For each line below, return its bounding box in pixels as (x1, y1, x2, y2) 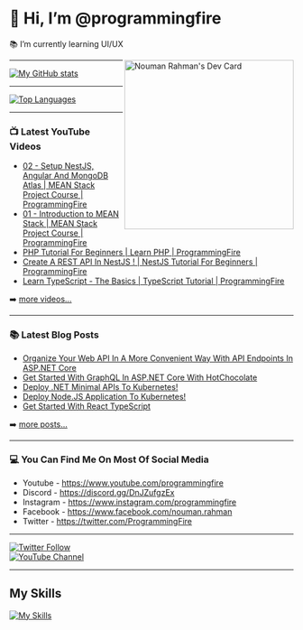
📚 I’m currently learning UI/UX (9, 38, 124, 49)
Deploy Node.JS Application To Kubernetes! (22, 391, 187, 402)
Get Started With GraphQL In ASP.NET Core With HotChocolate (22, 372, 258, 383)
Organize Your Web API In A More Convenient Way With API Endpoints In (22, 352, 293, 364)
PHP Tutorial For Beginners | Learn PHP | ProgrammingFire (22, 247, 241, 258)
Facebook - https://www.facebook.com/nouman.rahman (22, 505, 233, 517)
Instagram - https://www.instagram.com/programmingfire (22, 496, 237, 507)
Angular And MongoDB (22, 171, 109, 181)
